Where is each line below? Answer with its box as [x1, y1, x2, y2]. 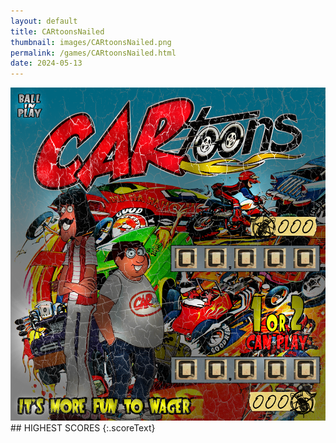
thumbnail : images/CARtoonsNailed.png [10, 37, 172, 47]
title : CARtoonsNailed [10, 26, 105, 37]
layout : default [10, 16, 78, 26]
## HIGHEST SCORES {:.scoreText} [10, 422, 156, 434]
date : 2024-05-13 [10, 58, 83, 69]
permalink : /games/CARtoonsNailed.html [10, 48, 177, 58]
